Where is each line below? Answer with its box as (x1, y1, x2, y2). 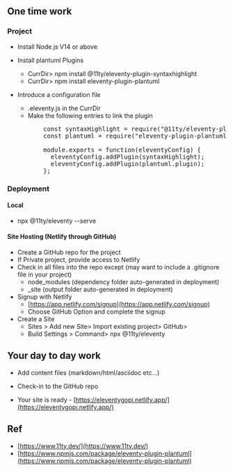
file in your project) (17, 270, 72, 279)
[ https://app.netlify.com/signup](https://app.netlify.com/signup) (27, 300, 210, 309)
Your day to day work (7, 350, 101, 362)
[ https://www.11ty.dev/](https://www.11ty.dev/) (17, 441, 149, 450)
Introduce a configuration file (17, 90, 101, 98)
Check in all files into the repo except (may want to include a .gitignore (17, 263, 220, 272)
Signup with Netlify (17, 293, 72, 301)
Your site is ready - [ (17, 395, 77, 404)
